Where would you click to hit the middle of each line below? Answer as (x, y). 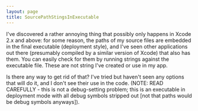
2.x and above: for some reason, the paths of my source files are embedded (99, 40)
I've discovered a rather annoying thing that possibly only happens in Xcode (99, 34)
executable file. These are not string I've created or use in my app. (87, 65)
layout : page (22, 12)
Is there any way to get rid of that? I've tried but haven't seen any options (95, 77)
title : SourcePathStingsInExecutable (53, 17)
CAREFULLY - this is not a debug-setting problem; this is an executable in (96, 89)
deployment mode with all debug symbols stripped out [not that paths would (99, 96)
